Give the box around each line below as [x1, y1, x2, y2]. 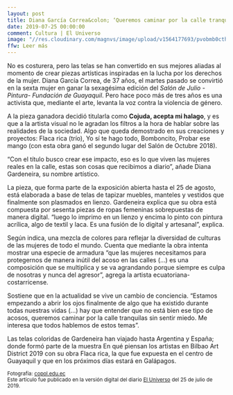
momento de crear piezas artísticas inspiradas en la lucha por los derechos [7, 69, 222, 77]
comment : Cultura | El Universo [7, 29, 101, 37]
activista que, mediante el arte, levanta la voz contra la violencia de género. [7, 99, 223, 106]
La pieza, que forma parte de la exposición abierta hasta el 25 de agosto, [7, 184, 216, 191]
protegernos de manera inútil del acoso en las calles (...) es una [7, 256, 189, 264]
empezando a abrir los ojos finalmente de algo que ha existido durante [7, 299, 209, 307]
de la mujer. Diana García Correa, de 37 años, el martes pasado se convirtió [7, 76, 223, 84]
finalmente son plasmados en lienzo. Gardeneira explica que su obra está [7, 198, 217, 206]
